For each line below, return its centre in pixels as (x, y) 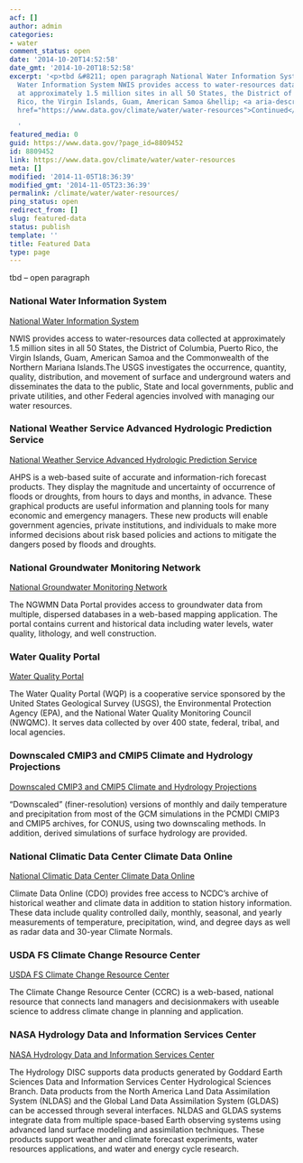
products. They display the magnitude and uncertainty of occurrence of (142, 486)
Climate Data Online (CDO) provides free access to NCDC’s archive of (139, 893)
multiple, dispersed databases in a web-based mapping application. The (143, 614)
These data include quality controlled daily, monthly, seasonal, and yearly (146, 913)
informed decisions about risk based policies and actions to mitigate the (143, 534)
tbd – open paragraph (50, 278)
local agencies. (37, 733)
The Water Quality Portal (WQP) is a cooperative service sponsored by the (147, 694)
